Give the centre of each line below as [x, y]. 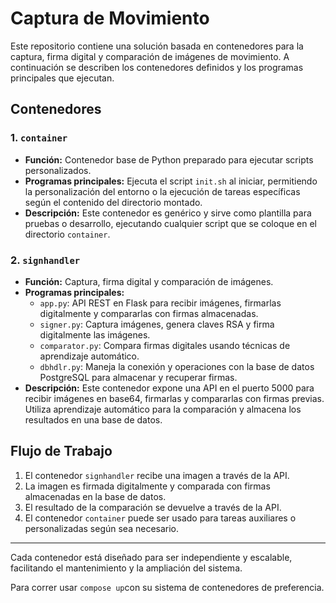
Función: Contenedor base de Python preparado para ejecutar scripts [169, 159]
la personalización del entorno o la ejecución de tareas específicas [162, 191]
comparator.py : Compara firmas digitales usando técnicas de [165, 345]
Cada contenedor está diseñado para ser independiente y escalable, [151, 557]
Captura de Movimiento [110, 18]
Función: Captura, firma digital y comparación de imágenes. [149, 281]
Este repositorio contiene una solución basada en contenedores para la [157, 46]
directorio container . [67, 234]
